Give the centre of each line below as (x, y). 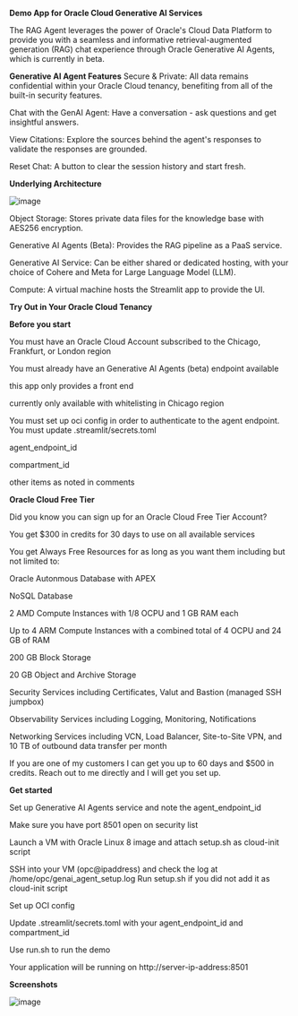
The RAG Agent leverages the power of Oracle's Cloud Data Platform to (141, 30)
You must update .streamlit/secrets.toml (83, 430)
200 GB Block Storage (50, 657)
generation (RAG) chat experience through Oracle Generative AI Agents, (142, 49)
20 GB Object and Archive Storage (73, 675)
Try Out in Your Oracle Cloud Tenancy (81, 307)
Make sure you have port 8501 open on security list (104, 825)
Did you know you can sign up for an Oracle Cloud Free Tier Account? (138, 517)
